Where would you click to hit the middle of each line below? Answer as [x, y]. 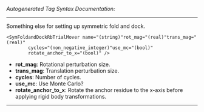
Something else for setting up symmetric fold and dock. [76, 26]
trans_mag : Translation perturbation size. [67, 71]
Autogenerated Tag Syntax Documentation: [61, 9]
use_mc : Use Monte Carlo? [49, 84]
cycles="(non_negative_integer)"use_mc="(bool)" [91, 48]
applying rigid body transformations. [61, 97]
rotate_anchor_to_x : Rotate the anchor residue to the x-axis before [99, 90]
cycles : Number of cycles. [48, 77]
